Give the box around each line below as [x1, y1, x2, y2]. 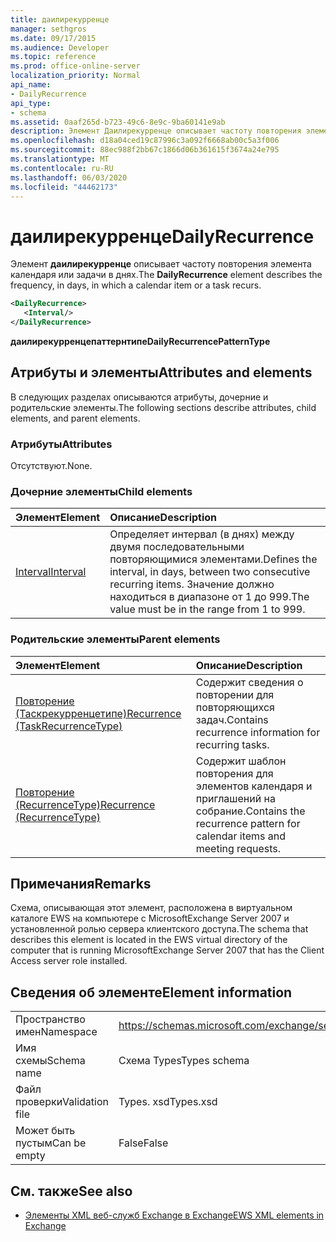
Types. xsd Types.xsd [118, 1095, 218, 1109]
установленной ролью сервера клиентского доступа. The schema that [10, 923, 309, 935]
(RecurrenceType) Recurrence [15, 797, 156, 811]
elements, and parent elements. [10, 412, 141, 424]
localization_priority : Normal [10, 71, 141, 81]
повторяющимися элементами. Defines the [109, 552, 318, 566]
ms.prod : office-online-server [10, 61, 141, 71]
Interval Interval [15, 565, 87, 579]
